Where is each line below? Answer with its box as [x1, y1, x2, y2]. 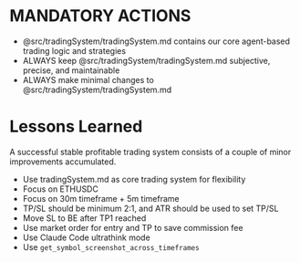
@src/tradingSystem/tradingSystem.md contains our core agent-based [22, 36, 290, 47]
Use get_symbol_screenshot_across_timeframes [22, 241, 200, 252]
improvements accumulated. [9, 156, 117, 167]
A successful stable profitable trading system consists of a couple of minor [9, 146, 292, 157]
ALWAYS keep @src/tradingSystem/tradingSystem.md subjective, [22, 55, 271, 66]
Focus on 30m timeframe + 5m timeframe [22, 193, 180, 204]
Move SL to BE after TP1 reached [22, 212, 147, 224]
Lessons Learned [9, 116, 143, 137]
